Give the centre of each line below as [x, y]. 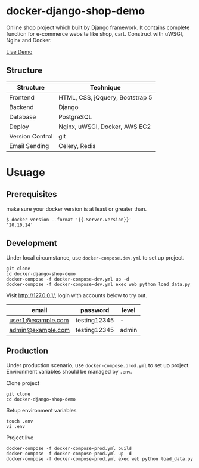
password [95, 310]
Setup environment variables [41, 411]
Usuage [26, 172]
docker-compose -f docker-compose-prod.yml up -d [69, 454]
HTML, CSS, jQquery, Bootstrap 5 [106, 97]
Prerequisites [32, 194]
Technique [105, 87]
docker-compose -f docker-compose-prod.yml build [69, 449]
